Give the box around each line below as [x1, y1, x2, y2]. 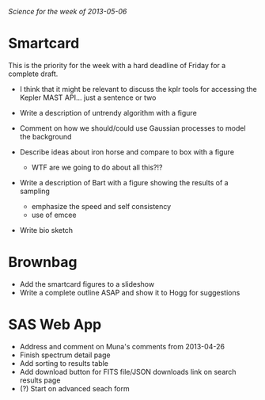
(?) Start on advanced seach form [19, 383, 130, 393]
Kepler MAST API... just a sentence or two [19, 93, 157, 102]
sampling [19, 186, 50, 196]
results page [19, 375, 61, 385]
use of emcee [31, 210, 77, 219]
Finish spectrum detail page [19, 350, 111, 360]
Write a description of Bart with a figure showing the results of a [19, 177, 229, 187]
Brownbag [8, 253, 78, 272]
